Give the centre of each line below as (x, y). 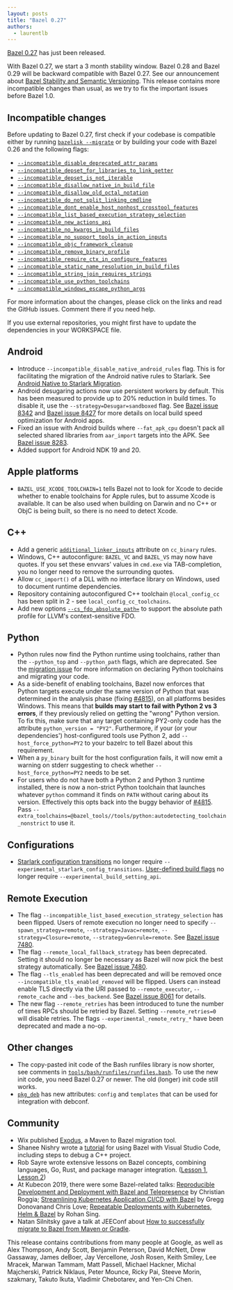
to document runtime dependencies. (69, 586)
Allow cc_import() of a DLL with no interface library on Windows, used (119, 579)
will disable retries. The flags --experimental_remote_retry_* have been (120, 1018)
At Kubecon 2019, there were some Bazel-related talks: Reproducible (116, 1184)
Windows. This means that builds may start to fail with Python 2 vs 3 (117, 706)
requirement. (35, 750)
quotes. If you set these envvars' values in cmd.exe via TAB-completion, (120, 564)
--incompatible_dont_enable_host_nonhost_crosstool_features (108, 208)
